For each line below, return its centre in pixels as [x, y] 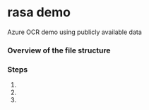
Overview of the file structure [59, 50]
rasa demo [39, 12]
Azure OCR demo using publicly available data [75, 32]
